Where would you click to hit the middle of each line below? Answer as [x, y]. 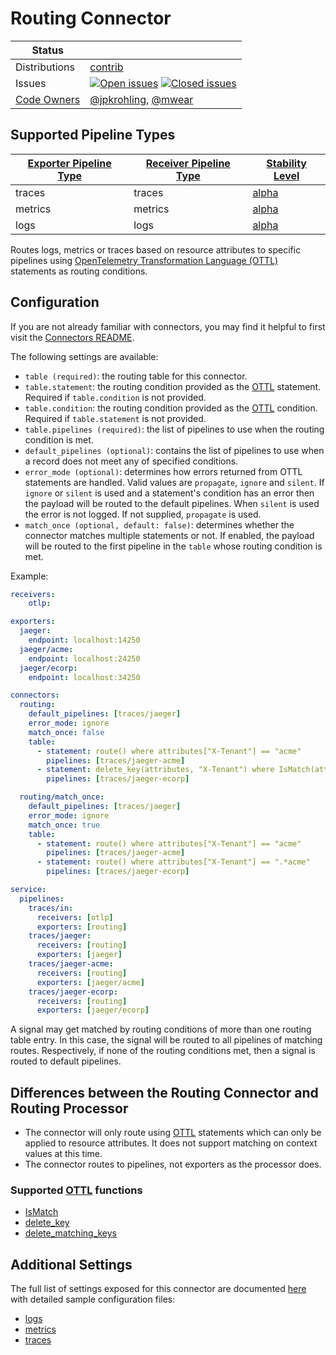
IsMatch [41, 1212]
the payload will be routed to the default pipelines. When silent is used [172, 503]
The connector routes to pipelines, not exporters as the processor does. [173, 1164]
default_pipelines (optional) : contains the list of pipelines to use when [174, 450]
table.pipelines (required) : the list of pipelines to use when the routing [174, 429]
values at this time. [63, 1154]
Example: [29, 576]
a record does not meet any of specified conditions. [131, 461]
